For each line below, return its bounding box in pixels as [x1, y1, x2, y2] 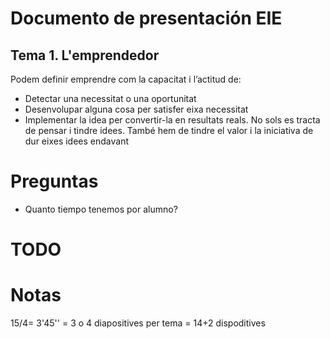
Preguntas [10, 170, 99, 193]
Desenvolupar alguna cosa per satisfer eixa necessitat [24, 103, 249, 115]
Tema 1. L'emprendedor [10, 47, 160, 64]
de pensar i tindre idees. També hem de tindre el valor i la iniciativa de [24, 125, 314, 136]
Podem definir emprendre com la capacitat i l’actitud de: [10, 73, 242, 85]
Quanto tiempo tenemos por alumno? [24, 203, 178, 215]
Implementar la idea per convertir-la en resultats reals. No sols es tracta [24, 114, 321, 126]
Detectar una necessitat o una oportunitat [24, 93, 197, 104]
